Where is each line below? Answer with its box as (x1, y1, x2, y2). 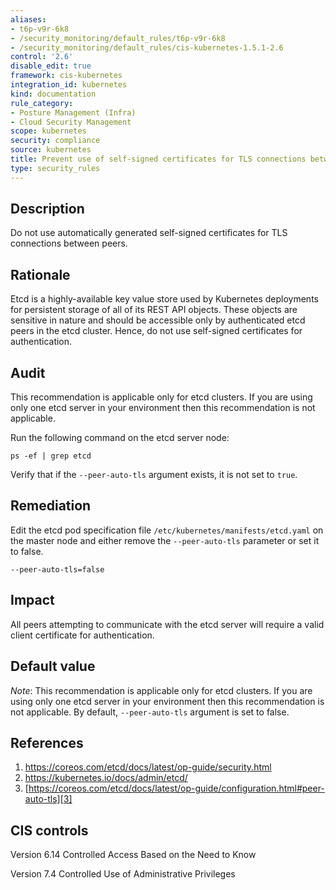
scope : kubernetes (10, 126, 87, 136)
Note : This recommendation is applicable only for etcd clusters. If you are (10, 684, 313, 696)
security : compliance (10, 136, 101, 146)
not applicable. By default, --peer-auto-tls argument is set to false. (10, 706, 290, 718)
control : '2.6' (10, 52, 74, 62)
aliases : (10, 14, 47, 25)
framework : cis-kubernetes (10, 71, 123, 81)
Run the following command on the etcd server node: (10, 432, 230, 444)
